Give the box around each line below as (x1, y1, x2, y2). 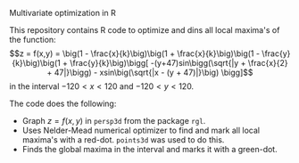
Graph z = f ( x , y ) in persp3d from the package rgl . (21, 116, 206, 126)
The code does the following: (9, 98, 117, 109)
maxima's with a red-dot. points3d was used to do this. (21, 134, 225, 145)
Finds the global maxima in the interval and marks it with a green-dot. (21, 144, 278, 154)
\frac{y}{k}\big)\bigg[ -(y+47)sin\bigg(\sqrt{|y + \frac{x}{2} (70, 58, 288, 68)
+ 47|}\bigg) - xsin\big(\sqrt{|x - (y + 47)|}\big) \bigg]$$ (46, 67, 253, 77)
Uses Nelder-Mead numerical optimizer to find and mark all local (21, 125, 261, 135)
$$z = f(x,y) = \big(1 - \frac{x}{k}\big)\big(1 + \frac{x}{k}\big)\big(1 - (9, 48, 261, 59)
